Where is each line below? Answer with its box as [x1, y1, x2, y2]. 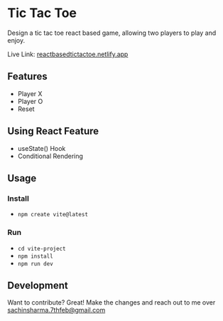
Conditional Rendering [17, 152, 84, 160]
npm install [17, 253, 53, 260]
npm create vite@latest [17, 211, 89, 219]
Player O [17, 97, 43, 105]
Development [7, 279, 69, 291]
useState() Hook [17, 144, 66, 152]
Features [7, 70, 48, 83]
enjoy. [7, 36, 26, 44]
